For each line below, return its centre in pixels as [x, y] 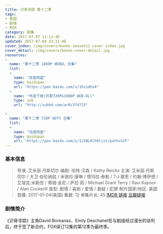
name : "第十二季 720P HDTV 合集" [41, 118]
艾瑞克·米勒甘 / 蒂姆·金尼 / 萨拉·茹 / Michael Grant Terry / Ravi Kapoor [87, 183]
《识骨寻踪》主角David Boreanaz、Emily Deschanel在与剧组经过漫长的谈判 [80, 220]
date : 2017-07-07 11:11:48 [32, 37]
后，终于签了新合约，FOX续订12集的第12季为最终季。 [58, 226]
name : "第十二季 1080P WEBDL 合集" [43, 64]
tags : [10, 14]
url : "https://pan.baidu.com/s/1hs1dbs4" [56, 87]
